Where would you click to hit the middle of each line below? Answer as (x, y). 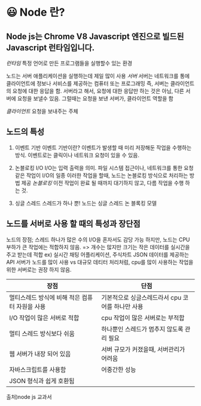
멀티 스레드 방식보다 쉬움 (42, 333)
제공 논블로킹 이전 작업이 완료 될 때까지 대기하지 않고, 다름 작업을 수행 (103, 183)
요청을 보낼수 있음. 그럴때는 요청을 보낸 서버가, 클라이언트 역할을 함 (95, 98)
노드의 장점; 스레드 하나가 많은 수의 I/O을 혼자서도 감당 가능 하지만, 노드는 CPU (98, 239)
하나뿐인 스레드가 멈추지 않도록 (142, 329)
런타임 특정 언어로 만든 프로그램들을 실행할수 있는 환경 (69, 63)
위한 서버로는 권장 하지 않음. (39, 269)
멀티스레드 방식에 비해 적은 (45, 297)
